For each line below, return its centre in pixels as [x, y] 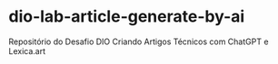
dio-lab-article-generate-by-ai [127, 17]
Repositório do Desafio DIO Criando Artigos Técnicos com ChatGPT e [139, 41]
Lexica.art [27, 50]
